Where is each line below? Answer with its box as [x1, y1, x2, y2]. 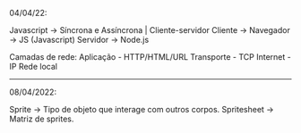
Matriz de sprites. [9, 113, 74, 124]
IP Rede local [9, 62, 58, 71]
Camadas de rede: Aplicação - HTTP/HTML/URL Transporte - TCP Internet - [9, 52, 291, 62]
